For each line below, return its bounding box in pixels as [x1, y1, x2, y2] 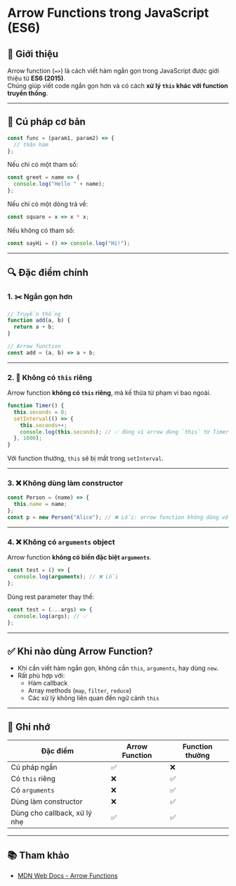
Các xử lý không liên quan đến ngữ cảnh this [27, 694, 159, 702]
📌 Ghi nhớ [7, 721, 51, 733]
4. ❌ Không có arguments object [7, 537, 115, 547]
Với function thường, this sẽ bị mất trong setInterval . [7, 454, 164, 462]
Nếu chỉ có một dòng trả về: [7, 200, 88, 208]
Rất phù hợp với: [17, 671, 65, 680]
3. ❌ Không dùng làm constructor [7, 479, 124, 488]
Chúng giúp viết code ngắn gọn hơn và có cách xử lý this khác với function [7, 82, 228, 89]
